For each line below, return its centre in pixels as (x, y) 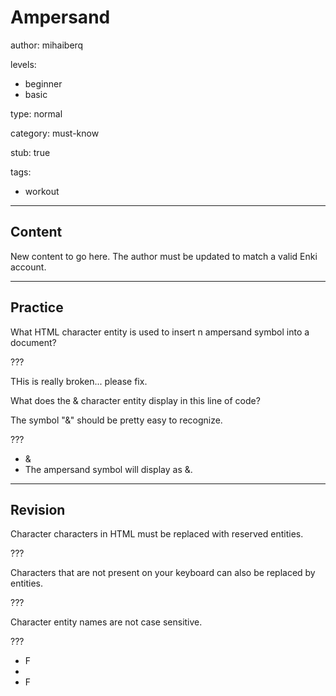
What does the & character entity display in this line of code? (135, 400)
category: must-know (55, 133)
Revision (38, 509)
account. (28, 267)
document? (33, 342)
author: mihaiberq (47, 45)
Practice (37, 307)
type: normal (36, 113)
